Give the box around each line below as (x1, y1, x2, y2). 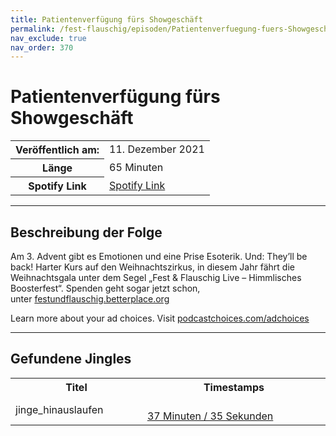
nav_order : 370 (10, 42, 74, 53)
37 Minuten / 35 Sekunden (146, 409, 274, 423)
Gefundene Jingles (10, 351, 132, 368)
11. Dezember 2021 (109, 142, 205, 156)
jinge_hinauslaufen (15, 402, 104, 416)
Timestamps (203, 380, 265, 394)
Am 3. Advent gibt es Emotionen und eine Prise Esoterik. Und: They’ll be (10, 251, 308, 262)
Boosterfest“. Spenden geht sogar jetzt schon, (10, 282, 201, 294)
